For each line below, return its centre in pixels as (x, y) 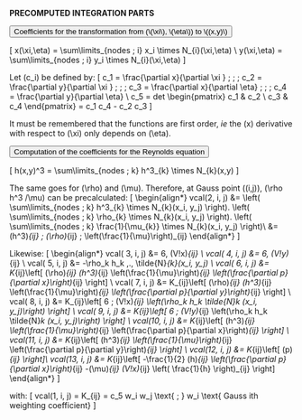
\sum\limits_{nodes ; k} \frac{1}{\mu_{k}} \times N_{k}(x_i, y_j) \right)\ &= (144, 226)
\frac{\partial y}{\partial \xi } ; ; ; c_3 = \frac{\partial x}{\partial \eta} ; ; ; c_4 (148, 87)
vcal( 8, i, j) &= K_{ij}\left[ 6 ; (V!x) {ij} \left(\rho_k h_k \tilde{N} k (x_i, (134, 301)
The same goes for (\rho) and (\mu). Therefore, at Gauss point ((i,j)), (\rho (146, 188)
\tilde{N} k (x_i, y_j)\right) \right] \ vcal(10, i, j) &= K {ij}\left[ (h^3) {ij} (132, 321)
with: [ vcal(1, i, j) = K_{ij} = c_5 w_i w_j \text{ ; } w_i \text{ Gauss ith (134, 396)
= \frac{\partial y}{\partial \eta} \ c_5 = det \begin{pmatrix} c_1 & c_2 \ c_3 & (149, 97)
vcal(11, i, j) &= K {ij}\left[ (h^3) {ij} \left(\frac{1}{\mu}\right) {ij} (121, 340)
